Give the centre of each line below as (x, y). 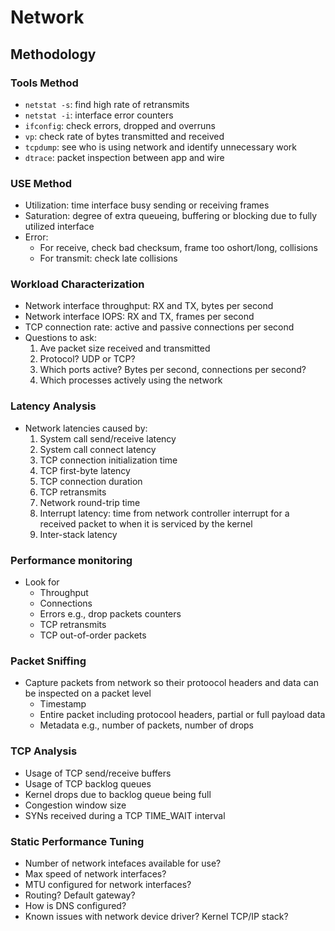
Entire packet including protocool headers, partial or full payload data (182, 715)
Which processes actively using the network (131, 380)
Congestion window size (75, 805)
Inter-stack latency (78, 534)
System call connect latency (98, 449)
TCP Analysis (44, 751)
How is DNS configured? (75, 905)
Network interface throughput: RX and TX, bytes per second (149, 306)
